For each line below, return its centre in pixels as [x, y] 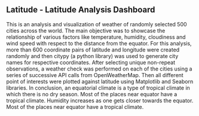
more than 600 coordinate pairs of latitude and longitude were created [93, 50]
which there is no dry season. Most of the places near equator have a [92, 94]
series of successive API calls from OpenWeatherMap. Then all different [95, 75]
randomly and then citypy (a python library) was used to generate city [92, 56]
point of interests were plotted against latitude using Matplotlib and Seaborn [100, 81]
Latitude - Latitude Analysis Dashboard [81, 10]
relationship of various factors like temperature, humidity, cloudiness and [96, 37]
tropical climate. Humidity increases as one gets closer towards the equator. [100, 100]
